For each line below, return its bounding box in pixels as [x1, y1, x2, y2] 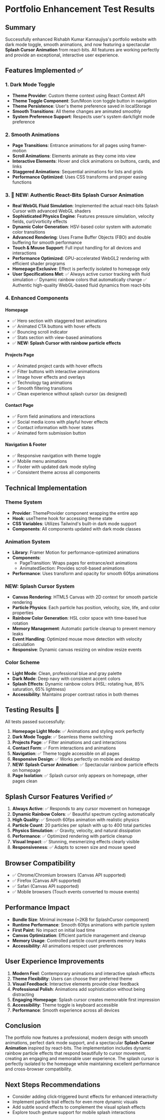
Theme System [5, 499, 42, 506]
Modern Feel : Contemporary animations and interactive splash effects [12, 970, 155, 976]
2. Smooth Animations [5, 131, 60, 138]
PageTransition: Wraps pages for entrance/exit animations [19, 560, 138, 566]
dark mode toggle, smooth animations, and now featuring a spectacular [5, 42, 150, 48]
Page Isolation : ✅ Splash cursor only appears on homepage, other [12, 773, 148, 779]
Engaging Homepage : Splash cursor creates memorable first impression [12, 996, 160, 1003]
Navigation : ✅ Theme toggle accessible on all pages [12, 751, 120, 757]
